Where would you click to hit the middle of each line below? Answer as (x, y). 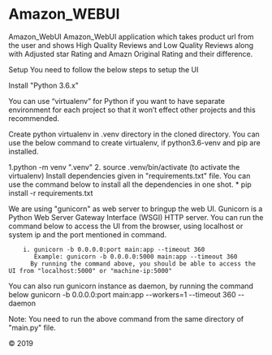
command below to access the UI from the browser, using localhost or (126, 226)
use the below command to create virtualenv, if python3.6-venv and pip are (135, 142)
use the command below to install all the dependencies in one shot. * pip (130, 184)
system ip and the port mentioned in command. (88, 234)
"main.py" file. (32, 327)
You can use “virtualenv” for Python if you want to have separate (117, 101)
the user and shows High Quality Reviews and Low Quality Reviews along (131, 45)
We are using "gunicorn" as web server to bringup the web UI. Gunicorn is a (136, 209)
